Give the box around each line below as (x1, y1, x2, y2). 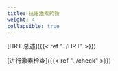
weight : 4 (7, 16, 36, 23)
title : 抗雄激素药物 (7, 10, 60, 17)
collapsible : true (7, 23, 60, 29)
